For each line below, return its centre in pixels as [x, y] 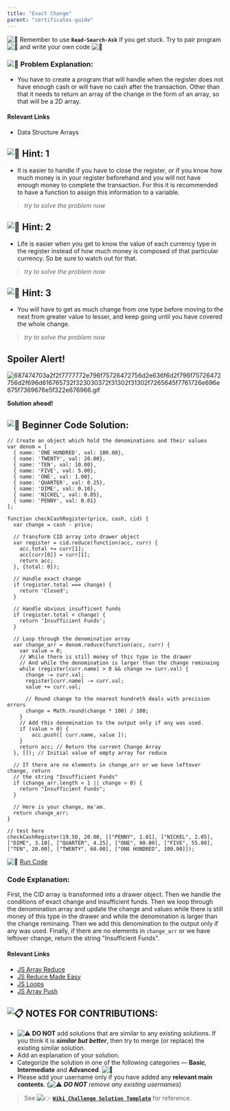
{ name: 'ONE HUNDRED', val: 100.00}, [69, 453]
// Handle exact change [47, 579]
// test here [26, 831]
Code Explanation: [38, 879]
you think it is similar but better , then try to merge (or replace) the [111, 1041]
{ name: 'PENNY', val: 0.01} [55, 501]
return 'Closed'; [44, 591]
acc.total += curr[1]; [52, 549]
